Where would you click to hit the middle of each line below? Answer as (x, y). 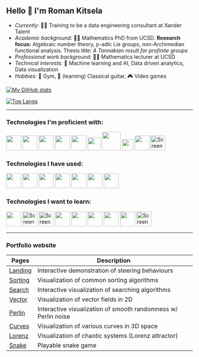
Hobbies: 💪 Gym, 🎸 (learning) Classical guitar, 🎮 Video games (91, 76)
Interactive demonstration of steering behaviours (105, 270)
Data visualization (36, 69)
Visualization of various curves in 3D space (98, 326)
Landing (20, 270)
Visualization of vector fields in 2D (85, 299)
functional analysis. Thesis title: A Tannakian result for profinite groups (101, 50)
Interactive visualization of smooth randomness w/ (108, 309)
